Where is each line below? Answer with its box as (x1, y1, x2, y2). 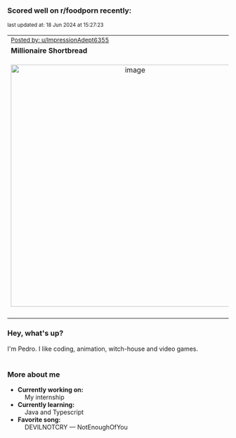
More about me (7, 369, 60, 379)
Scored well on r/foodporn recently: (7, 6, 132, 15)
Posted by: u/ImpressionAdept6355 (11, 36, 110, 44)
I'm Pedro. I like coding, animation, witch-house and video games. (7, 344, 199, 353)
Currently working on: (17, 385, 84, 394)
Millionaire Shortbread (11, 46, 88, 56)
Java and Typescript (24, 408, 84, 416)
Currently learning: (17, 400, 75, 408)
